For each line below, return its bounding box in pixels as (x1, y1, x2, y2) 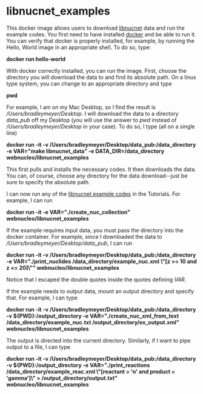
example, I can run (6, 196, 53, 204)
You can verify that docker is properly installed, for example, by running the (6, 37, 195, 44)
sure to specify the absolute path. (6, 178, 90, 185)
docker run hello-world (6, 55, 65, 62)
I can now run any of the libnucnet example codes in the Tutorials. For (6, 190, 181, 198)
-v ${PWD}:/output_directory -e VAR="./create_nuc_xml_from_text (6, 312, 179, 319)
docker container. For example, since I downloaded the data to (6, 233, 162, 240)
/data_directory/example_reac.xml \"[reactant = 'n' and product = (6, 368, 176, 375)
